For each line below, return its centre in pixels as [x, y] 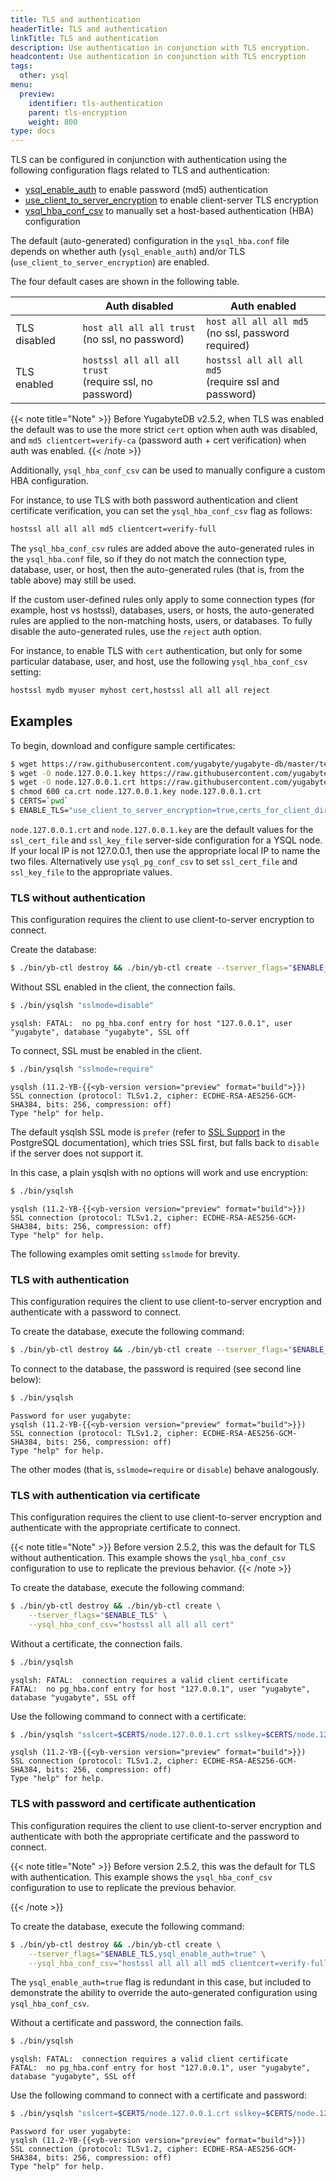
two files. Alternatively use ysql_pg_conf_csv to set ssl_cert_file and [154, 861]
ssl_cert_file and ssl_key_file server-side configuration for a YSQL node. [166, 840]
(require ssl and [243, 382]
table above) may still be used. [73, 580]
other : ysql [44, 76]
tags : [21, 66]
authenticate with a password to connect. [96, 1312]
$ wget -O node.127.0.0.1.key [73, 773]
